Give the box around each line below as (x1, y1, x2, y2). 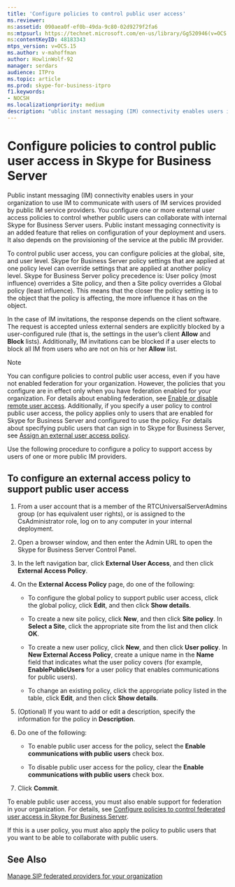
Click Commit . (17, 783, 59, 792)
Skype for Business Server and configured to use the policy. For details (7, 416, 212, 424)
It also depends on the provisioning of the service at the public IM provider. (7, 235, 224, 244)
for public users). (27, 673, 78, 681)
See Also (7, 853, 47, 865)
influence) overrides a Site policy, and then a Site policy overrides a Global (7, 279, 222, 287)
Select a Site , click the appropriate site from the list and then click (27, 622, 218, 630)
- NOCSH (7, 95, 30, 102)
